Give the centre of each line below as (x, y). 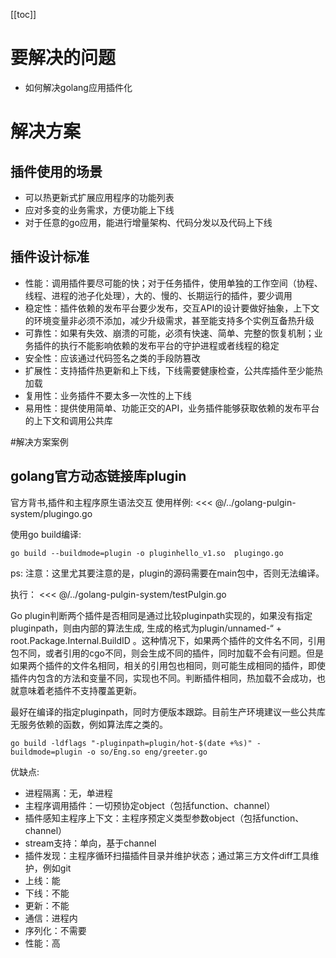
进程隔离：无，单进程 (68, 793)
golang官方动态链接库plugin (98, 476)
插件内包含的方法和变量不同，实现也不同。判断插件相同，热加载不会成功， (163, 678)
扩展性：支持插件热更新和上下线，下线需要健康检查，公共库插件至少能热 (173, 370)
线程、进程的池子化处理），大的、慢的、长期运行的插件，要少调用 (158, 295)
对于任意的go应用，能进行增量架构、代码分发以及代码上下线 (148, 222)
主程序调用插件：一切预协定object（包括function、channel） (150, 805)
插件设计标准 (50, 257)
